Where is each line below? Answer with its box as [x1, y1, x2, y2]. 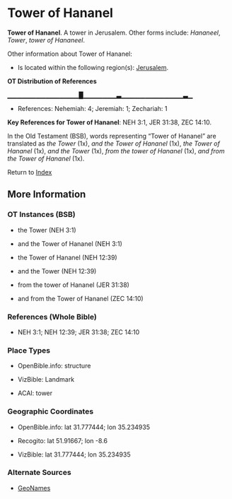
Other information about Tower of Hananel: [7, 49, 133, 58]
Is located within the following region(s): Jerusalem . [17, 63, 169, 71]
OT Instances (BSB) [7, 210, 76, 220]
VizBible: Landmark [17, 375, 75, 384]
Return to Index [7, 168, 52, 176]
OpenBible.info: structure [17, 362, 91, 370]
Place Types [7, 345, 51, 355]
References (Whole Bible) [7, 312, 97, 322]
